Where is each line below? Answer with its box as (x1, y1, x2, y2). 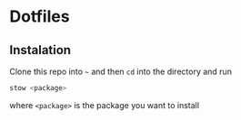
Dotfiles (9, 6, 70, 27)
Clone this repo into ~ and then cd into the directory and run (9, 66, 232, 77)
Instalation (9, 42, 71, 58)
